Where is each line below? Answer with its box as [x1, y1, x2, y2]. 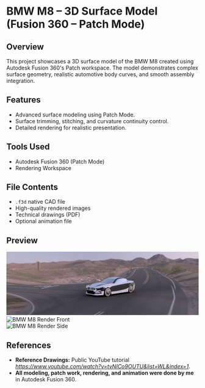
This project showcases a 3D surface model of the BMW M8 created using [6, 58, 194, 65]
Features [6, 95, 41, 105]
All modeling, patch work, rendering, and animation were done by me [15, 369, 194, 376]
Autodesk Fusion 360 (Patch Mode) [15, 157, 105, 165]
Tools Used [6, 142, 50, 152]
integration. [6, 77, 35, 84]
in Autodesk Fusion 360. [15, 375, 77, 383]
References [6, 340, 51, 350]
